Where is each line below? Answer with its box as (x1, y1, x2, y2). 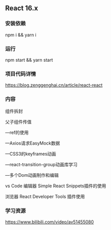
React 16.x (5, 4, 38, 13)
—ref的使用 (5, 129, 29, 135)
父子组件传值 (5, 119, 31, 125)
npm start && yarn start (5, 57, 53, 63)
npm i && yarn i (5, 32, 36, 38)
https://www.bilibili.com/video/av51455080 (5, 218, 94, 225)
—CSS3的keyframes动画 (5, 151, 56, 157)
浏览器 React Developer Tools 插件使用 (5, 193, 85, 199)
